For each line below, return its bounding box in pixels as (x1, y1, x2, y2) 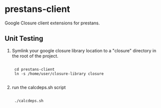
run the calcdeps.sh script (11, 84, 66, 90)
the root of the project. (11, 53, 58, 59)
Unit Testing (4, 34, 43, 43)
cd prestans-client (14, 67, 55, 72)
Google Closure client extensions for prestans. (4, 20, 100, 26)
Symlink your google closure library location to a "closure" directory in (11, 47, 157, 53)
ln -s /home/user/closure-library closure (14, 71, 104, 76)
